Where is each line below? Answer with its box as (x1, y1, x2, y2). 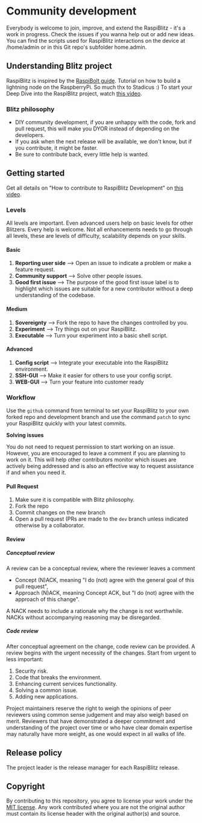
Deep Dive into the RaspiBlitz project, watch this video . (6, 89, 142, 97)
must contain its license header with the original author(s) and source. (6, 810, 180, 818)
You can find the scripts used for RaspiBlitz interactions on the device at (6, 37, 186, 44)
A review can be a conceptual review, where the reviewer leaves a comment (6, 565, 195, 572)
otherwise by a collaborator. (14, 522, 85, 529)
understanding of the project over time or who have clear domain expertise (6, 723, 193, 731)
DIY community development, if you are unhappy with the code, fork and (14, 119, 196, 126)
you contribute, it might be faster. (14, 144, 98, 152)
